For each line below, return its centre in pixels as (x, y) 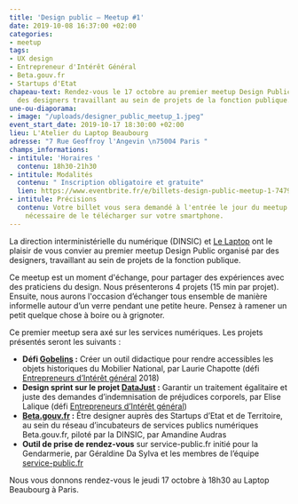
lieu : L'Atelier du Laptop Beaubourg (79, 133)
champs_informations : (49, 149)
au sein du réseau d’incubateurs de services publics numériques (140, 425)
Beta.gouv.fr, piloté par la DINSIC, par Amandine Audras (124, 434)
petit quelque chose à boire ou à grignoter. (87, 315)
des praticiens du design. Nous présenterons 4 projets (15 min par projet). (144, 286)
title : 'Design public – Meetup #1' (77, 17)
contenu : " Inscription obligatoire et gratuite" (110, 183)
